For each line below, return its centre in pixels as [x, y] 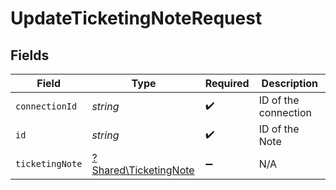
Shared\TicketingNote [143, 170]
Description [290, 83]
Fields [30, 55]
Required [227, 83]
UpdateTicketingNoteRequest [136, 18]
